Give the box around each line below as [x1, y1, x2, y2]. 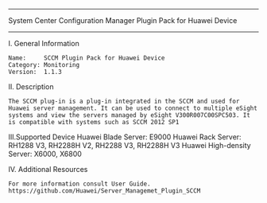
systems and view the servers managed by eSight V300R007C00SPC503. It [8, 111, 250, 119]
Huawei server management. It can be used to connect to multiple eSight [8, 104, 258, 112]
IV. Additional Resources [8, 165, 88, 174]
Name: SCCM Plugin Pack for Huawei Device [8, 54, 165, 62]
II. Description [8, 82, 54, 92]
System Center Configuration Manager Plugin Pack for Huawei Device [8, 16, 238, 25]
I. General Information [8, 39, 79, 48]
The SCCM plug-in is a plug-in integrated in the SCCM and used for [8, 97, 240, 105]
